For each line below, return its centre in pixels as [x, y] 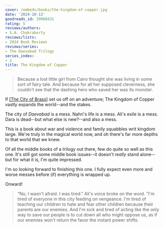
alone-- [148, 155]
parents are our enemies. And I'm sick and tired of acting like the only [88, 210]
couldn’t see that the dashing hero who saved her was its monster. [85, 90]
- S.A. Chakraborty [25, 33]
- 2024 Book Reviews [27, 42]
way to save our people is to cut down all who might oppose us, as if [87, 215]
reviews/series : [22, 47]
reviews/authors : [23, 28]
